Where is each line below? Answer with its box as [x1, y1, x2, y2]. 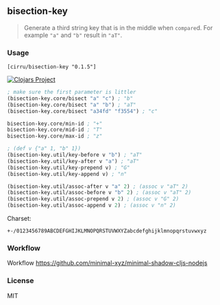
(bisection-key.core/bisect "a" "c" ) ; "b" [7, 95, 134, 102]
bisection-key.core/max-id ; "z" [7, 133, 103, 140]
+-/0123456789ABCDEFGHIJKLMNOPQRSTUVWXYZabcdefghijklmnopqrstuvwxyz [7, 228, 207, 235]
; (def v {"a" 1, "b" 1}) [7, 145, 81, 152]
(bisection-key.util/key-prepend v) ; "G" [7, 164, 130, 171]
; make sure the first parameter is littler [7, 89, 136, 96]
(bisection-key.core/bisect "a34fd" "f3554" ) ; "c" [7, 107, 158, 115]
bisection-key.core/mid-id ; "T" [7, 127, 103, 133]
